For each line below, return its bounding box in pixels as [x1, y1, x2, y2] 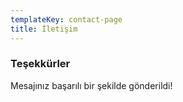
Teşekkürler [10, 57, 71, 71]
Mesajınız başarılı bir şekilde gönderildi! [10, 79, 173, 91]
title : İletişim [10, 24, 78, 34]
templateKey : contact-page [10, 14, 123, 25]
